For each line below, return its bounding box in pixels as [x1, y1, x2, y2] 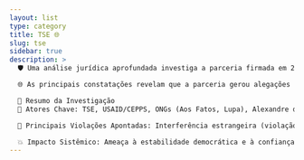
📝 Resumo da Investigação [17, 96, 116, 105]
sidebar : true [9, 47, 63, 56]
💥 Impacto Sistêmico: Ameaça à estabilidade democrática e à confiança [17, 137, 295, 146]
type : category [9, 22, 67, 31]
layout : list [9, 13, 59, 23]
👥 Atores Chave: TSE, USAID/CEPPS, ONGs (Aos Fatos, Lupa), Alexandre [17, 105, 290, 114]
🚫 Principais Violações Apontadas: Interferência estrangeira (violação [17, 121, 298, 130]
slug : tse [9, 38, 47, 48]
